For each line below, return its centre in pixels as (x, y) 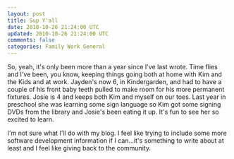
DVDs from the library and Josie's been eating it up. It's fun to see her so (113, 112)
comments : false (31, 40)
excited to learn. (31, 119)
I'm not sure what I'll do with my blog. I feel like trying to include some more (117, 133)
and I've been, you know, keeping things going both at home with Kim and (115, 74)
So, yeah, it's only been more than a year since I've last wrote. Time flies (113, 67)
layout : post (26, 14)
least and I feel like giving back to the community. (79, 148)
